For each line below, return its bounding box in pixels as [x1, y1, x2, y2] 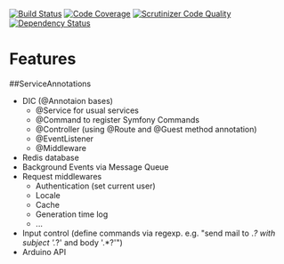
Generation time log [35, 209, 109, 220]
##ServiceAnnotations [9, 78, 92, 89]
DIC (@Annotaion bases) [21, 95, 114, 106]
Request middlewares [21, 171, 102, 181]
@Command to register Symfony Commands [35, 114, 200, 124]
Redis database [21, 152, 80, 163]
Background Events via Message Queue [21, 161, 169, 172]
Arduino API [21, 246, 67, 257]
